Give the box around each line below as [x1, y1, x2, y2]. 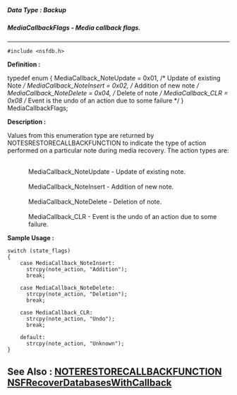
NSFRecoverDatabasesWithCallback [7, 377, 172, 389]
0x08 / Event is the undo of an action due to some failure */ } [7, 96, 184, 105]
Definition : [7, 60, 41, 69]
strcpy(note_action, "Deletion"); [25, 290, 128, 298]
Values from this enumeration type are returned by [7, 131, 154, 140]
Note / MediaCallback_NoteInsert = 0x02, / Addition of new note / [7, 81, 200, 90]
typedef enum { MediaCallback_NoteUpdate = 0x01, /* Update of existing [7, 74, 221, 83]
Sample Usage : [7, 234, 54, 242]
